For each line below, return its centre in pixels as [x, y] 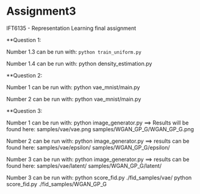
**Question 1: [24, 40]
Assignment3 [41, 11]
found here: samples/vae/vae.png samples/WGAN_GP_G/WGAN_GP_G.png [100, 129]
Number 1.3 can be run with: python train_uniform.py [74, 52]
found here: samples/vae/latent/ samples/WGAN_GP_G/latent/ [84, 165]
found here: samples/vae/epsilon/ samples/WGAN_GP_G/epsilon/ [88, 147]
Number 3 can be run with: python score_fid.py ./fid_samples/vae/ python [99, 178]
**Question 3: [24, 110]
